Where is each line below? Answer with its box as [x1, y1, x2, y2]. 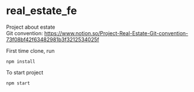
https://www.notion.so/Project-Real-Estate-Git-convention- [44, 29, 189, 36]
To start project [6, 69, 44, 76]
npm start [6, 80, 31, 86]
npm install [6, 59, 35, 64]
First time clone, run [6, 47, 55, 54]
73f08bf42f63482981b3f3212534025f [6, 36, 99, 43]
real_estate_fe [6, 4, 77, 18]
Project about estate [6, 23, 55, 30]
